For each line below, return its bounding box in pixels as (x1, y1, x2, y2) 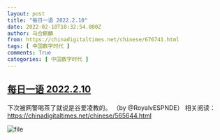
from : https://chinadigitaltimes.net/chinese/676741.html (7, 36, 179, 43)
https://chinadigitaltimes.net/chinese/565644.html (7, 111, 152, 120)
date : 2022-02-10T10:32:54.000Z (7, 23, 101, 30)
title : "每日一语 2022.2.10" (7, 17, 88, 24)
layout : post (7, 10, 45, 17)
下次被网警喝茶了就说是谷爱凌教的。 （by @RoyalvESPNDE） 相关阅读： (7, 103, 216, 112)
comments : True (7, 50, 52, 57)
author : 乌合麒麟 (7, 29, 54, 37)
